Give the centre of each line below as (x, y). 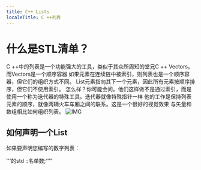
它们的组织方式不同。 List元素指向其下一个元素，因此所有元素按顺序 (106, 82)
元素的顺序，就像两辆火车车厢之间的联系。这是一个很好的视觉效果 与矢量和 (99, 104)
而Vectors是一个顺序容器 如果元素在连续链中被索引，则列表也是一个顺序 (95, 74)
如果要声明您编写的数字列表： (43, 148)
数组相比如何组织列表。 (35, 112)
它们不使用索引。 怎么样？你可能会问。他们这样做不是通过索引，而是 (107, 89)
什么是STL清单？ (48, 49)
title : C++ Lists (28, 12)
